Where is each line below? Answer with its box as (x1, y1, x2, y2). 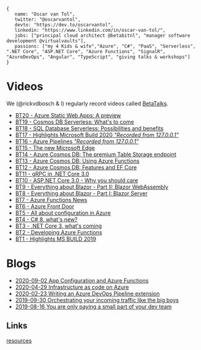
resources (6, 337, 32, 344)
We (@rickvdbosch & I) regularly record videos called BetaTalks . (6, 100, 169, 107)
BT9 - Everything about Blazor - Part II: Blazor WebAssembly (15, 183, 169, 190)
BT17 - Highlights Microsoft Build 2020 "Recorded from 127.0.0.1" (15, 131, 179, 138)
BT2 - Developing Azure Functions (15, 228, 102, 236)
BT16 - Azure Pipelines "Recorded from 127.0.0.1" (15, 138, 139, 145)
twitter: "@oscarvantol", (14, 17, 81, 23)
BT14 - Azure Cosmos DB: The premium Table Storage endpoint (15, 151, 176, 158)
